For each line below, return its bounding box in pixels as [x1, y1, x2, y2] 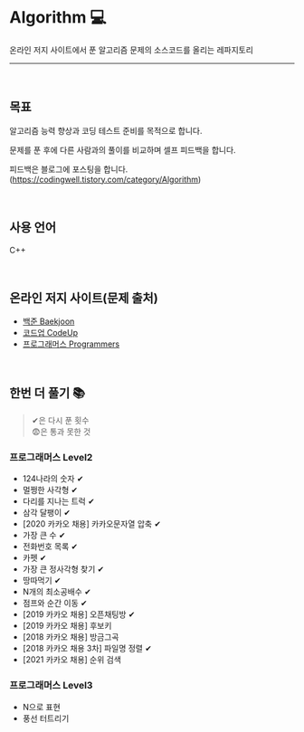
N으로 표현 [22, 701, 61, 712]
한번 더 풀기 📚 [9, 385, 86, 401]
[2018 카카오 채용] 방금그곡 [22, 632, 119, 642]
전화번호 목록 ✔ [22, 541, 79, 552]
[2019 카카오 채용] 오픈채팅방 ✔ [22, 609, 136, 620]
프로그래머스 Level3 [9, 680, 93, 692]
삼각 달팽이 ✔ [22, 508, 71, 518]
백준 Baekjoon [22, 316, 75, 327]
